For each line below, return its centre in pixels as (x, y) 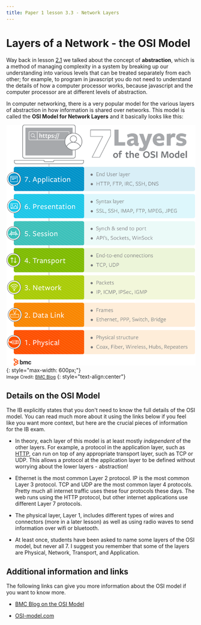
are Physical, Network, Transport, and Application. (77, 553)
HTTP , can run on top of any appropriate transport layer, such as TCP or (104, 454)
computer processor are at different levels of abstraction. (77, 92)
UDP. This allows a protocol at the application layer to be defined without (105, 460)
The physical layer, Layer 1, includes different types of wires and (94, 516)
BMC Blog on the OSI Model (49, 604)
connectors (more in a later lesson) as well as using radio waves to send (104, 522)
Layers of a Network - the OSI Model (98, 43)
